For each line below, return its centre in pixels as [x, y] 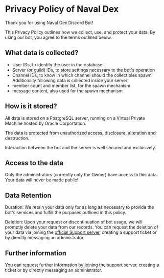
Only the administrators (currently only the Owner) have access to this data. [82, 175]
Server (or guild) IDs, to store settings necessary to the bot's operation [83, 70]
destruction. [17, 138]
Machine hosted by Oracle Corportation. [46, 123]
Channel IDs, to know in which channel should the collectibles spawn [82, 75]
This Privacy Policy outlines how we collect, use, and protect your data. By [80, 32]
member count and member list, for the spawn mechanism [71, 85]
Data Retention [28, 195]
